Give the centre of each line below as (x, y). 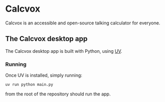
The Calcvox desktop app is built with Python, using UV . (64, 51)
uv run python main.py (29, 85)
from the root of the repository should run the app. (58, 94)
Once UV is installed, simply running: (44, 75)
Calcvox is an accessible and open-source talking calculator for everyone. (83, 23)
